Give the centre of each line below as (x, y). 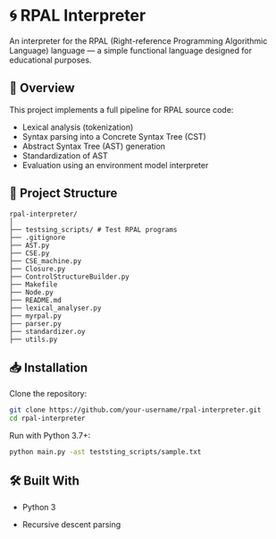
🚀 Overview (42, 88)
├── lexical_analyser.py (55, 308)
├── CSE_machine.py (46, 261)
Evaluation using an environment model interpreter (115, 165)
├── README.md (36, 300)
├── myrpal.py (36, 316)
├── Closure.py (38, 269)
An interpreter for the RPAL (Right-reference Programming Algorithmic (138, 40)
